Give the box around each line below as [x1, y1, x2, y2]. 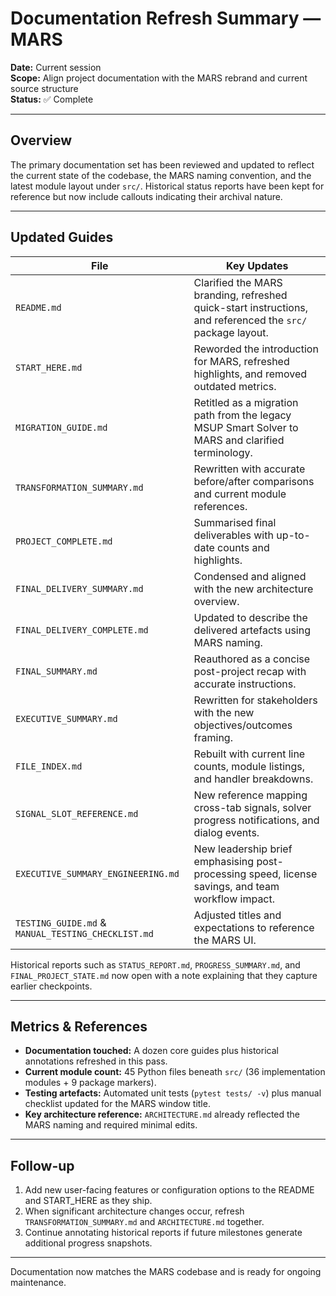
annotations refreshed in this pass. [24, 1055, 168, 1067]
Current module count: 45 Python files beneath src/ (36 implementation [24, 1066, 326, 1078]
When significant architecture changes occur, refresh [24, 1205, 245, 1217]
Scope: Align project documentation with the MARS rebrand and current [10, 72, 308, 84]
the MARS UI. [193, 933, 257, 947]
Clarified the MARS [193, 275, 283, 289]
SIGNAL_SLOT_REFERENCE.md [15, 808, 139, 819]
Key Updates [226, 258, 289, 272]
